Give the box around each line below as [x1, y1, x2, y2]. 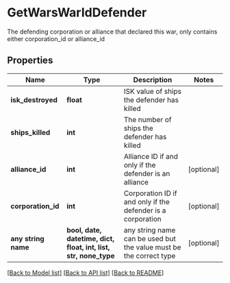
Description [133, 75, 172, 84]
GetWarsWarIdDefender [7, 5, 147, 21]
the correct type [123, 251, 176, 260]
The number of [123, 114, 172, 124]
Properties [7, 55, 53, 66]
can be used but [123, 234, 176, 243]
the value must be [123, 242, 181, 251]
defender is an [123, 169, 170, 178]
